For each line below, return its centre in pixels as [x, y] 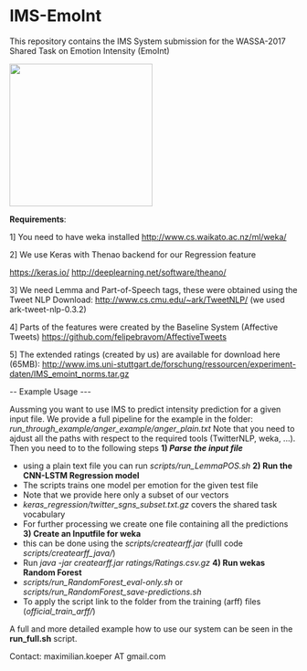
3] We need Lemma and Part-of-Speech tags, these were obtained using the [153, 289]
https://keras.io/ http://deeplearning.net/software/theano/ [118, 272]
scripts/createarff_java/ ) [69, 552]
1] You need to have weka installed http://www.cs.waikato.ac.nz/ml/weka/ [148, 236]
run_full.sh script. [43, 638]
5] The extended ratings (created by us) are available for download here [145, 354]
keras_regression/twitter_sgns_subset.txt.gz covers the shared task [150, 504]
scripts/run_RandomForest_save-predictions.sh [112, 592]
